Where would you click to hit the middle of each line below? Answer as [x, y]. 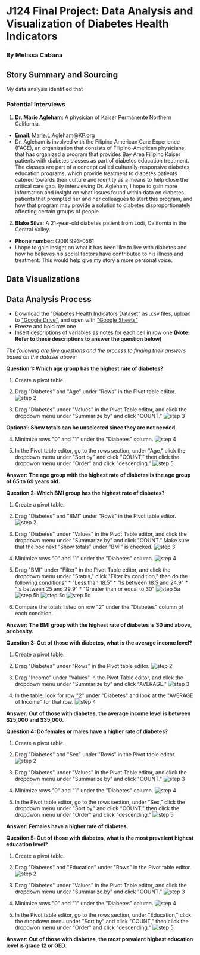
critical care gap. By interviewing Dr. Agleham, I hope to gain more [96, 186]
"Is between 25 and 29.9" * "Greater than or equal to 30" [85, 589]
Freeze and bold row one [45, 327]
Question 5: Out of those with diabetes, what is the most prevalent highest [100, 838]
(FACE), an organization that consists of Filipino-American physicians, [100, 148]
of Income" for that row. [44, 702]
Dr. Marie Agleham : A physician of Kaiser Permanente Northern [93, 117]
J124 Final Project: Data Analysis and [100, 11]
